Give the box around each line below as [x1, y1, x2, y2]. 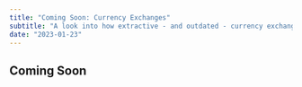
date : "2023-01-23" [9, 30, 83, 39]
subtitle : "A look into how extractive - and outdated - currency [9, 22, 263, 30]
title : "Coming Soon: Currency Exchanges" [9, 13, 171, 22]
